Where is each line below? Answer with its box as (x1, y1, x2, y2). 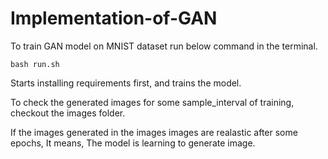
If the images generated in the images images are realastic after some (10, 126, 298, 138)
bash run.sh (10, 59, 60, 69)
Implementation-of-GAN (10, 7, 218, 30)
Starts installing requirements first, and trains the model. (10, 77, 242, 89)
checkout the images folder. (10, 107, 126, 119)
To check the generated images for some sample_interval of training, (10, 96, 295, 108)
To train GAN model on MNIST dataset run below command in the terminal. (10, 40, 318, 52)
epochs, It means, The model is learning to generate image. (10, 137, 256, 149)
